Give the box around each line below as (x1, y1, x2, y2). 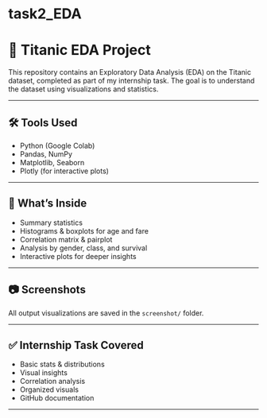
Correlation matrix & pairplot (19, 234, 113, 244)
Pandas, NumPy (19, 149, 73, 159)
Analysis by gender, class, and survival (19, 243, 148, 253)
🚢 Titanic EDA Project (8, 41, 151, 60)
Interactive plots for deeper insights (19, 251, 137, 261)
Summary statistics (19, 218, 83, 227)
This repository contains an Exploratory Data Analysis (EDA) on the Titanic (8, 68, 252, 77)
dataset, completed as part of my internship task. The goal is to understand (8, 76, 255, 86)
